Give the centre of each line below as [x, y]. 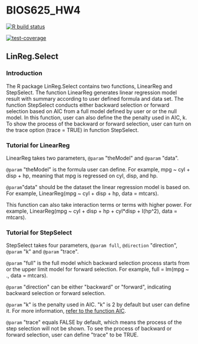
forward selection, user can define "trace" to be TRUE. [72, 335]
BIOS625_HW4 [43, 10]
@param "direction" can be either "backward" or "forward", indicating [89, 287]
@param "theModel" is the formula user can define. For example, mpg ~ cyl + [98, 169]
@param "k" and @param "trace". [42, 252]
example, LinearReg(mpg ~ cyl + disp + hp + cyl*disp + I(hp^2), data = [92, 211]
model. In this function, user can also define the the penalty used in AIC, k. [97, 117]
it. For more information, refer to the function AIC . [66, 311]
